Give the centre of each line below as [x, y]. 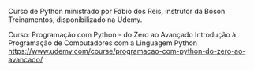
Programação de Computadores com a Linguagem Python [103, 43]
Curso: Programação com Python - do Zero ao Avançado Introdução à [122, 35]
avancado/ [26, 59]
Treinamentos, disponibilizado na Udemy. [75, 20]
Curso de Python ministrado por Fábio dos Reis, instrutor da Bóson [117, 11]
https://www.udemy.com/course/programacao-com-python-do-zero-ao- [127, 51]
